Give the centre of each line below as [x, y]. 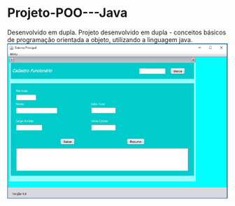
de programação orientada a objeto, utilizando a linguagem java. [100, 39]
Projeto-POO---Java [67, 13]
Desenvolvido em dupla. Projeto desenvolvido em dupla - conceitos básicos [117, 32]
